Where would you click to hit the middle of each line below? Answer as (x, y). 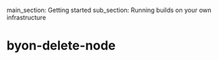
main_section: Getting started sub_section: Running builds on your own (109, 10)
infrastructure (26, 17)
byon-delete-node (61, 46)
